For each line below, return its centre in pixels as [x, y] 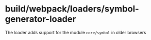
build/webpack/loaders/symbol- [72, 9]
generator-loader [41, 19]
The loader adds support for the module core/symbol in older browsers [76, 32]
